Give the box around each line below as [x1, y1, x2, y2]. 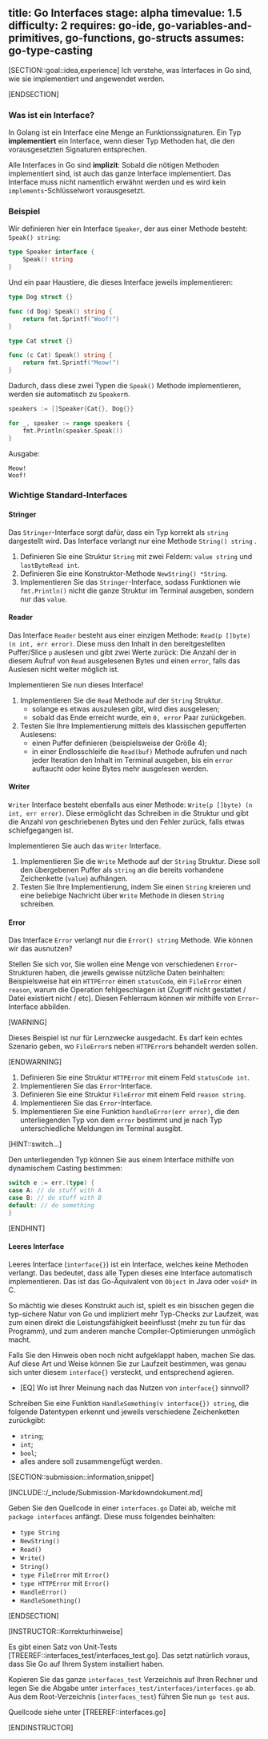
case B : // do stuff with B [8, 1194, 102, 1202]
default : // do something [8, 1201, 94, 1210]
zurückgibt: [8, 1415, 46, 1425]
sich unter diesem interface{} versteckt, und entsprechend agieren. [8, 1367, 234, 1376]
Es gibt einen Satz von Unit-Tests [8, 1642, 118, 1652]
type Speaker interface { [8, 248, 94, 256]
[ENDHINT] [8, 1223, 46, 1233]
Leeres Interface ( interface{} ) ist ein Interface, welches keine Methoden [8, 1259, 249, 1269]
